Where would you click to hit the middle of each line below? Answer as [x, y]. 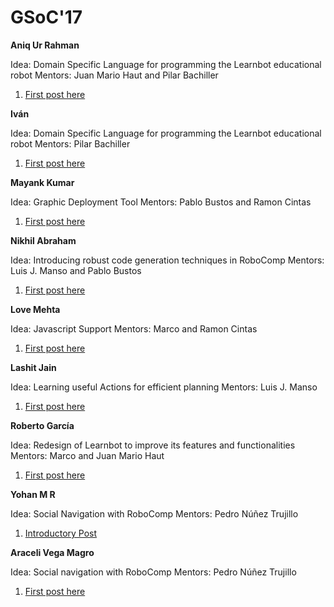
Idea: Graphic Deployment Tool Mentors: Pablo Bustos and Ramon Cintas [161, 202]
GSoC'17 [46, 17]
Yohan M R [33, 494]
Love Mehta [35, 309]
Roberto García [42, 425]
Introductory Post [61, 533]
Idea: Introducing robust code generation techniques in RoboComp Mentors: [167, 260]
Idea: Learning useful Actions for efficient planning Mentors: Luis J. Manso [164, 387]
